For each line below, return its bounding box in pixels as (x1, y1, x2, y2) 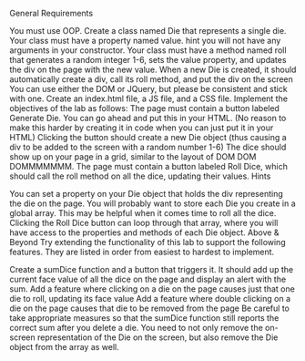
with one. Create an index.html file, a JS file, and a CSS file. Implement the (9, 93, 289, 104)
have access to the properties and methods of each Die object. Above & (9, 227, 280, 238)
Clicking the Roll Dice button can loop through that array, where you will (9, 218, 279, 228)
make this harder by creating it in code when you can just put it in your (9, 122, 274, 133)
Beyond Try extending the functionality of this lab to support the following (9, 237, 286, 247)
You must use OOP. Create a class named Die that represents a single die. (9, 26, 287, 36)
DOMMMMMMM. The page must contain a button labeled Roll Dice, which (9, 161, 289, 171)
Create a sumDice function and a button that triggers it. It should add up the (9, 264, 294, 274)
